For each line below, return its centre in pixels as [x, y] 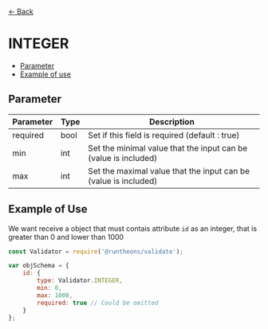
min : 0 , [49, 288]
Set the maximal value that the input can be [168, 170]
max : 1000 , [55, 295]
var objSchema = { [39, 266]
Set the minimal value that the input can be [167, 148]
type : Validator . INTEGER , [80, 281]
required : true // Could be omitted [98, 303]
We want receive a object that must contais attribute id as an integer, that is [133, 228]
